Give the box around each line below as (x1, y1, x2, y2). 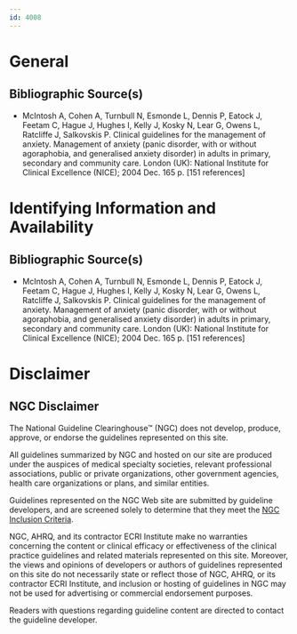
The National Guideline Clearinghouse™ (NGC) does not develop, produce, (9, 422, 282, 433)
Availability (9, 217, 94, 237)
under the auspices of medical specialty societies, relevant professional (9, 459, 273, 469)
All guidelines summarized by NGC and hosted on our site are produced (9, 449, 273, 460)
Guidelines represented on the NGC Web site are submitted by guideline (9, 494, 273, 505)
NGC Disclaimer (9, 399, 100, 414)
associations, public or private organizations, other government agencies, (9, 468, 279, 478)
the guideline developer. (9, 614, 98, 625)
